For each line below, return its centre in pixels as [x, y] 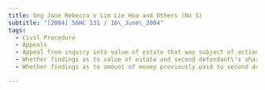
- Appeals [31, 45]
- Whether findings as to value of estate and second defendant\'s [129, 60]
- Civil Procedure [46, 37]
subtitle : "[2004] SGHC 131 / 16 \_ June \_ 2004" [86, 23]
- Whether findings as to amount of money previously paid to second [132, 67]
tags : [17, 30]
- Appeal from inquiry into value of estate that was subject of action [137, 52]
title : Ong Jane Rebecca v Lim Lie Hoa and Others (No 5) [105, 15]
